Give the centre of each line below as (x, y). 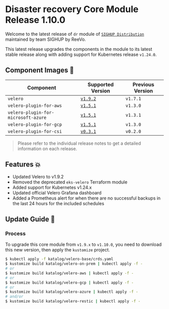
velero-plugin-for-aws (35, 105)
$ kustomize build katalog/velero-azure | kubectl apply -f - (72, 292)
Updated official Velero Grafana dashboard (57, 193)
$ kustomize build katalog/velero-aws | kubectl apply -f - (70, 273)
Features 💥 (23, 165)
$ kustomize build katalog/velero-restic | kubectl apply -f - (73, 301)
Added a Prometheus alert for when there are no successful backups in (87, 198)
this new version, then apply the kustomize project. (58, 250)
